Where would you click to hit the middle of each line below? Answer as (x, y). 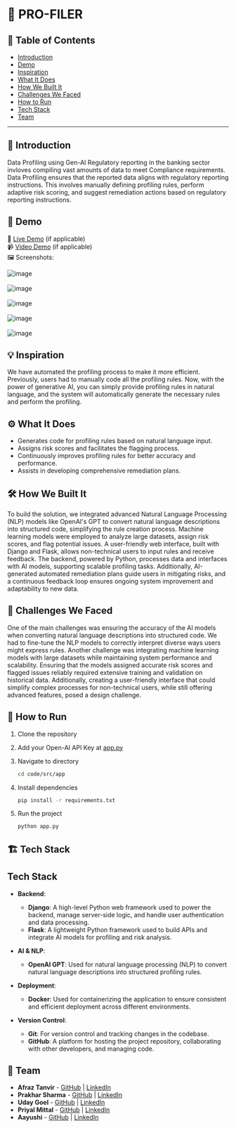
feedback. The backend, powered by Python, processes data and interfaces (117, 559)
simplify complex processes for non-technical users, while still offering (110, 687)
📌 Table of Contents (51, 40)
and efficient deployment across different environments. (109, 1006)
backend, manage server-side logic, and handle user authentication (126, 914)
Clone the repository (47, 734)
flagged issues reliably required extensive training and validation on (105, 672)
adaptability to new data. (43, 589)
